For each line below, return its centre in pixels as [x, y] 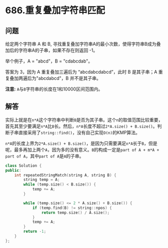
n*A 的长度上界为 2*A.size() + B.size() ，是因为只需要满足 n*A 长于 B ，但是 [81, 143]
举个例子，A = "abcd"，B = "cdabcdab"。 [49, 61]
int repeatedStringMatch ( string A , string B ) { [65, 175]
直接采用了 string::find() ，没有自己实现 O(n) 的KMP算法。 [79, 132]
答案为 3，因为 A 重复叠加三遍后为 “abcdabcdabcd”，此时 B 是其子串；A [81, 72]
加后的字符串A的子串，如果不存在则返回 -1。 [51, 50]
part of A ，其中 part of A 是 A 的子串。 [45, 156]
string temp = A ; [41, 180]
